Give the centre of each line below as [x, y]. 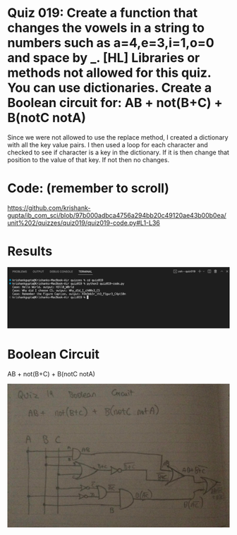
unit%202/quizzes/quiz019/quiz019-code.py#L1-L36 [84, 223]
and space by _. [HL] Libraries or [104, 58]
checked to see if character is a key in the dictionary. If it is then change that [118, 152]
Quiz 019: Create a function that [103, 13]
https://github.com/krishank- [49, 208]
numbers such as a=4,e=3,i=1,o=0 [111, 43]
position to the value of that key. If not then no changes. [89, 159]
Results [30, 251]
